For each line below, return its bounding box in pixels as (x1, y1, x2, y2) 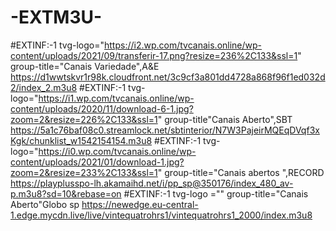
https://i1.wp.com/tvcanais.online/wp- (38, 92, 195, 104)
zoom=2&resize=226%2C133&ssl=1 (10, 113, 158, 125)
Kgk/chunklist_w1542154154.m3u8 (10, 134, 153, 146)
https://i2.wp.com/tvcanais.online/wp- (104, 39, 263, 51)
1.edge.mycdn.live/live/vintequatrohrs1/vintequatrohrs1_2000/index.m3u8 (10, 209, 313, 221)
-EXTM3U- (10, 6, 103, 29)
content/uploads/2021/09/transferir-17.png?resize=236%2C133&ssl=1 (10, 49, 298, 61)
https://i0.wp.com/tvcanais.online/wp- (38, 145, 197, 157)
